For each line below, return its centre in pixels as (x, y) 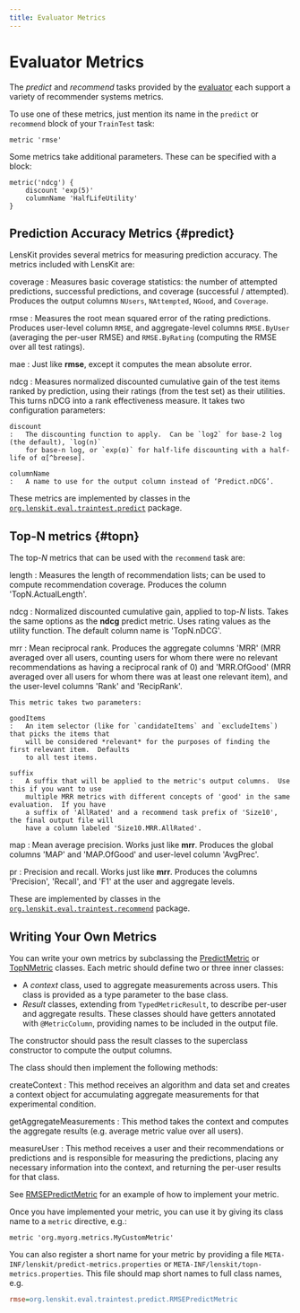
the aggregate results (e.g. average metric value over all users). (126, 1131)
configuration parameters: (57, 410)
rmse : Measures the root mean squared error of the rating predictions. (140, 319)
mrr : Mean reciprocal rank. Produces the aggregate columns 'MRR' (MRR (145, 648)
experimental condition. (53, 1104)
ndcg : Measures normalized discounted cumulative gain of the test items (145, 381)
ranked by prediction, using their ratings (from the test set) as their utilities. (147, 391)
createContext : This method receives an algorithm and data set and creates (150, 1085)
